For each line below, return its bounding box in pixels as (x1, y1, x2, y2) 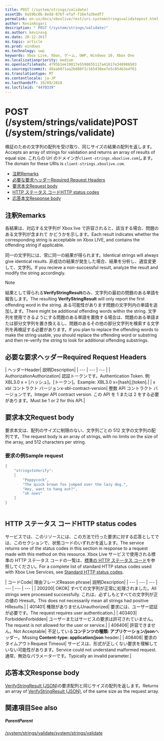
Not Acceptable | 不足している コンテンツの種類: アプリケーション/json (14, 628, 155, 634)
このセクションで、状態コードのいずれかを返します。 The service (13, 539, 144, 546)
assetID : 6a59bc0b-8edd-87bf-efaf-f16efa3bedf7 (5, 12, 104, 17)
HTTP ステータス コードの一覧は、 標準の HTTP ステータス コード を (14, 557, 151, 563)
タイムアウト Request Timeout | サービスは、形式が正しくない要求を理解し (5, 640, 153, 647)
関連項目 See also (5, 704, 58, 712)
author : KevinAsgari (5, 21, 47, 26)
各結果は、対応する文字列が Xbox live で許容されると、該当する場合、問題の (5, 225, 159, 231)
